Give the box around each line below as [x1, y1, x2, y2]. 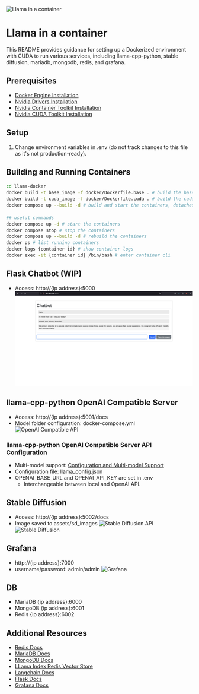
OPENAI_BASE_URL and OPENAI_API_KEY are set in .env [14, 474, 153, 481]
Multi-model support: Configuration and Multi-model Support [14, 461, 164, 468]
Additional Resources [6, 628, 87, 638]
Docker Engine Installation [14, 91, 79, 99]
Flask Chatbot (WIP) [6, 269, 82, 279]
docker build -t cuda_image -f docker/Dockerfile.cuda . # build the [6, 196, 182, 202]
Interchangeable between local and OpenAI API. [23, 480, 141, 487]
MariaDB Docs [14, 650, 50, 657]
